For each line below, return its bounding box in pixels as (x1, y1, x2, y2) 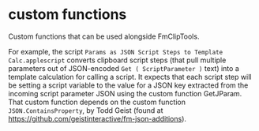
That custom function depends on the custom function (8, 97, 186, 107)
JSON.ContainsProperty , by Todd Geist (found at (8, 105, 163, 115)
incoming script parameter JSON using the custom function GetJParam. (8, 88, 242, 98)
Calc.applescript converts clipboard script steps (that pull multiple (8, 55, 227, 65)
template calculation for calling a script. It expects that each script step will (8, 72, 252, 81)
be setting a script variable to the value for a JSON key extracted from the (8, 80, 249, 90)
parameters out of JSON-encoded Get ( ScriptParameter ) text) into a (8, 63, 239, 73)
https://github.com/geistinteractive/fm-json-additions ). (8, 114, 187, 123)
